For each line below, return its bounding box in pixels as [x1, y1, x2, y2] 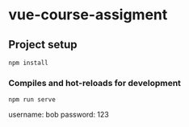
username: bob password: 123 [8, 110, 109, 120]
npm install [8, 59, 48, 67]
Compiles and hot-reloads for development [8, 77, 182, 88]
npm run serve [8, 96, 57, 104]
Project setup [8, 38, 78, 51]
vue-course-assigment [8, 6, 168, 24]
